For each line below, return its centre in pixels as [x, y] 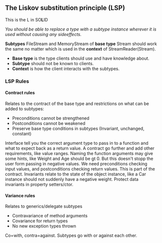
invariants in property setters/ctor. [39, 184]
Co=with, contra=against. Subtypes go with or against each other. [71, 236]
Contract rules [20, 93]
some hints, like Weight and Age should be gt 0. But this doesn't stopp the [79, 158]
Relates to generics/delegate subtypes [44, 207]
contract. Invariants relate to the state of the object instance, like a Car [76, 174]
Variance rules [20, 195]
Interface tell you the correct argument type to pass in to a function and [77, 143]
